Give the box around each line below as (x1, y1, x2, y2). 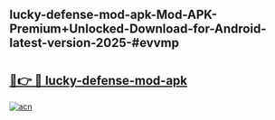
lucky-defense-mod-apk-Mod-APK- (9, 7, 218, 23)
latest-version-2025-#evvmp (9, 35, 179, 51)
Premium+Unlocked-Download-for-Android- (9, 22, 267, 37)
